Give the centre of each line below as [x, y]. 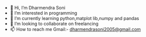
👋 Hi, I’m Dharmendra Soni [38, 8]
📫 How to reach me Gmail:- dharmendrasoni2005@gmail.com [75, 29]
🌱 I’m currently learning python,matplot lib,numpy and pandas [75, 18]
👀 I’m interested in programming [44, 13]
